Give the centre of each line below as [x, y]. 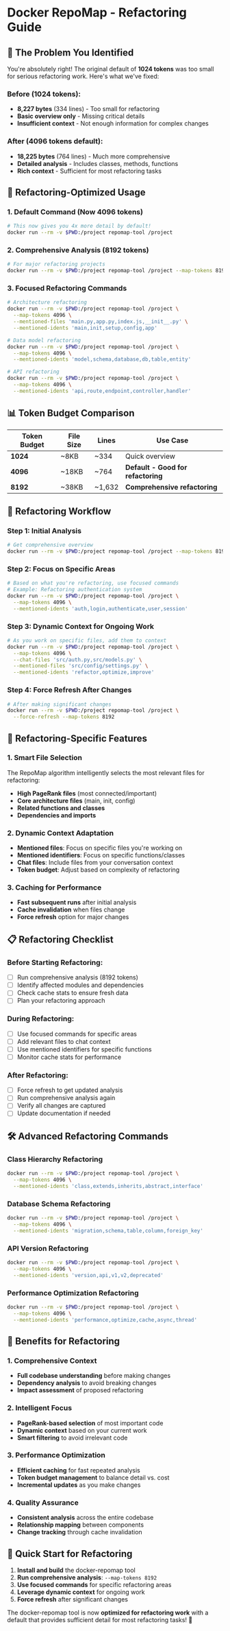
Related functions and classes [61, 808]
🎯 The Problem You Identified [71, 52]
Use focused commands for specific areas [77, 1034]
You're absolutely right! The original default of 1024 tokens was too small [111, 69]
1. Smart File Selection [44, 758]
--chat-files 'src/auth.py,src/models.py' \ [78, 660]
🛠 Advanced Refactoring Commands [88, 1136]
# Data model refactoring [44, 340]
